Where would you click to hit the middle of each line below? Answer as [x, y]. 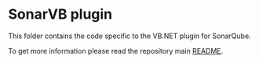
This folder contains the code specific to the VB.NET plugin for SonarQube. [129, 36]
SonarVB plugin [60, 14]
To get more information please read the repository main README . [116, 51]
